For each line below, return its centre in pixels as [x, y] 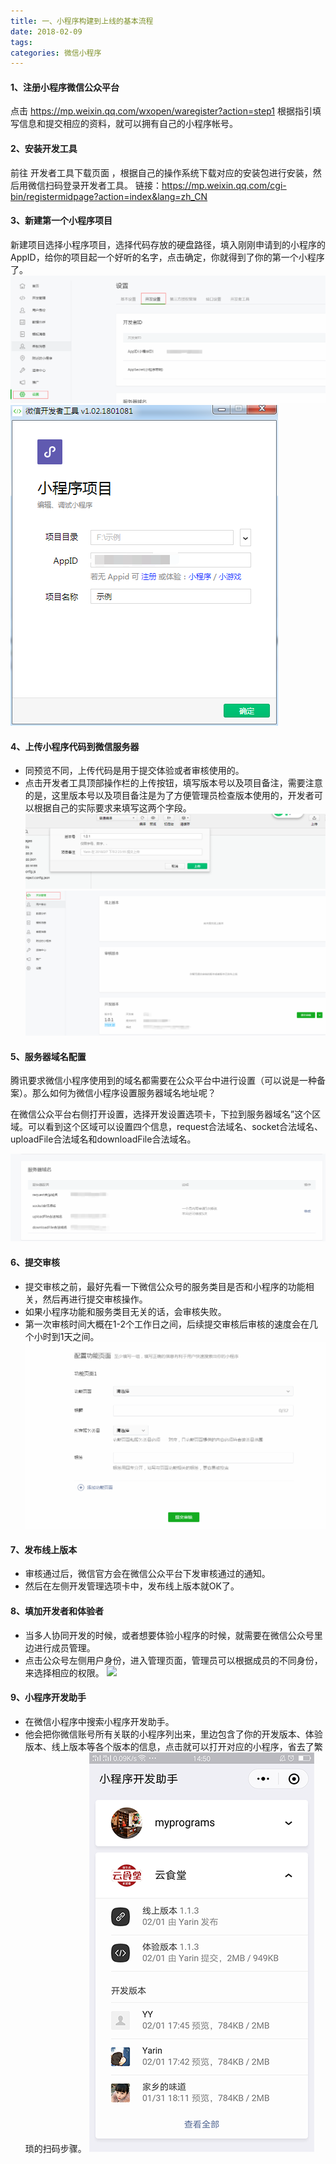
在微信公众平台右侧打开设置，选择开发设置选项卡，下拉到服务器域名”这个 [161, 1114]
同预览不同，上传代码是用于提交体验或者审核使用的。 [134, 771]
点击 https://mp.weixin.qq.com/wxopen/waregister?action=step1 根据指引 [161, 111]
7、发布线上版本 [44, 1549]
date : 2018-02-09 [46, 31]
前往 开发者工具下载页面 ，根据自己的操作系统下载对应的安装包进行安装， [161, 172]
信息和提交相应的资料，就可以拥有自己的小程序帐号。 [128, 124]
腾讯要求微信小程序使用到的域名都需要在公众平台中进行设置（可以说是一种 [163, 1081]
